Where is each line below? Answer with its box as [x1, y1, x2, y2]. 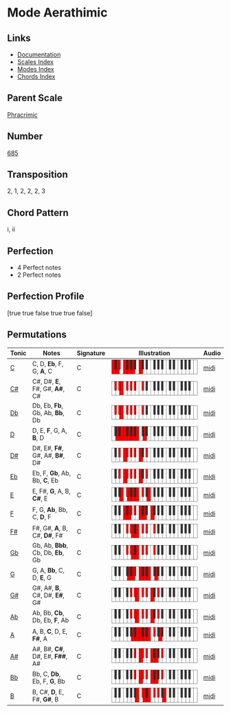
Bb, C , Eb [32, 476, 58, 485]
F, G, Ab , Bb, [32, 506, 68, 514]
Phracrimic [7, 110, 38, 118]
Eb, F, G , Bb [32, 677, 65, 685]
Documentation [16, 50, 61, 58]
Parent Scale [7, 92, 63, 104]
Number [7, 131, 43, 142]
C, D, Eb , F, [32, 360, 64, 368]
